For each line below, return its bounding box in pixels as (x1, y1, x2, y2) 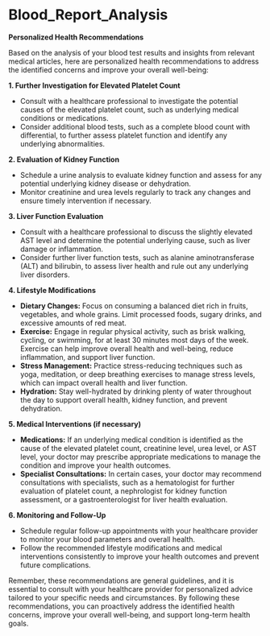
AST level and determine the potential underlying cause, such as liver (19, 235, 251, 245)
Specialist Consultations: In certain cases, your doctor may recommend (19, 469, 262, 478)
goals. (8, 618, 29, 628)
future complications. (19, 560, 91, 569)
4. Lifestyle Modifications (8, 285, 97, 295)
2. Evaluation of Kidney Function (8, 155, 119, 164)
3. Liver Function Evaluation (8, 211, 104, 221)
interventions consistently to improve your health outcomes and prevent (19, 551, 260, 561)
